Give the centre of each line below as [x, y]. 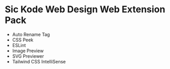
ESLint [19, 45]
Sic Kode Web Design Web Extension [85, 9]
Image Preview [28, 51]
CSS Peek [23, 40]
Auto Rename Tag [31, 34]
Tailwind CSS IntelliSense [39, 61]
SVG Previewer [28, 56]
